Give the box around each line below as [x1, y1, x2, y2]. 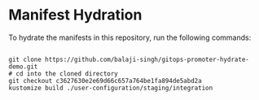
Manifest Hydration [8, 6, 143, 24]
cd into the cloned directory [15, 69, 118, 78]
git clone [8, 55, 42, 63]
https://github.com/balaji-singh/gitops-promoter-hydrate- [44, 55, 250, 63]
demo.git [8, 63, 38, 71]
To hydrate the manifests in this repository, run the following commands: [8, 33, 252, 42]
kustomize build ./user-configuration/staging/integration [8, 84, 213, 92]
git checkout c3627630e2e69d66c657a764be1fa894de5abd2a [8, 76, 202, 85]
